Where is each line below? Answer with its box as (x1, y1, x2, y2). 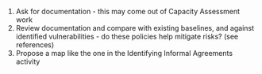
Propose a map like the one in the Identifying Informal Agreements (15, 49, 233, 57)
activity (15, 57, 40, 66)
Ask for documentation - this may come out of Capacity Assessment (15, 7, 241, 16)
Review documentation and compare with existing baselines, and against (15, 24, 255, 32)
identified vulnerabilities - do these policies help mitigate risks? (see (15, 31, 239, 41)
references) (15, 40, 55, 50)
